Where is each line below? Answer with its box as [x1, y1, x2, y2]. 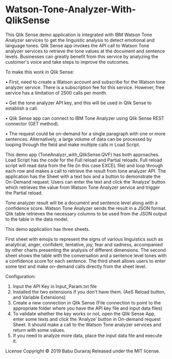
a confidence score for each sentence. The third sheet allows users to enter [5, 258, 166, 264]
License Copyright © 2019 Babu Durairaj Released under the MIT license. [5, 348, 160, 354]
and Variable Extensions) [12, 294, 66, 300]
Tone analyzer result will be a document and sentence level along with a [5, 200, 158, 206]
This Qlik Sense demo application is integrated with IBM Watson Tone [5, 31, 152, 38]
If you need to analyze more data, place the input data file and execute [12, 332, 163, 338]
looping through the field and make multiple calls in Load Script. [5, 141, 140, 148]
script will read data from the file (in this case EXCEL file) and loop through [5, 162, 163, 168]
